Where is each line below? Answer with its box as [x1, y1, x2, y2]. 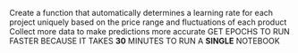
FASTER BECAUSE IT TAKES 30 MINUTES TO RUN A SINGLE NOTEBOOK [9, 35, 280, 46]
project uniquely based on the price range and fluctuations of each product [9, 17, 287, 27]
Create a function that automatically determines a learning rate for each [9, 8, 274, 18]
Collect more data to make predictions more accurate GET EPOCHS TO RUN [9, 26, 291, 36]
